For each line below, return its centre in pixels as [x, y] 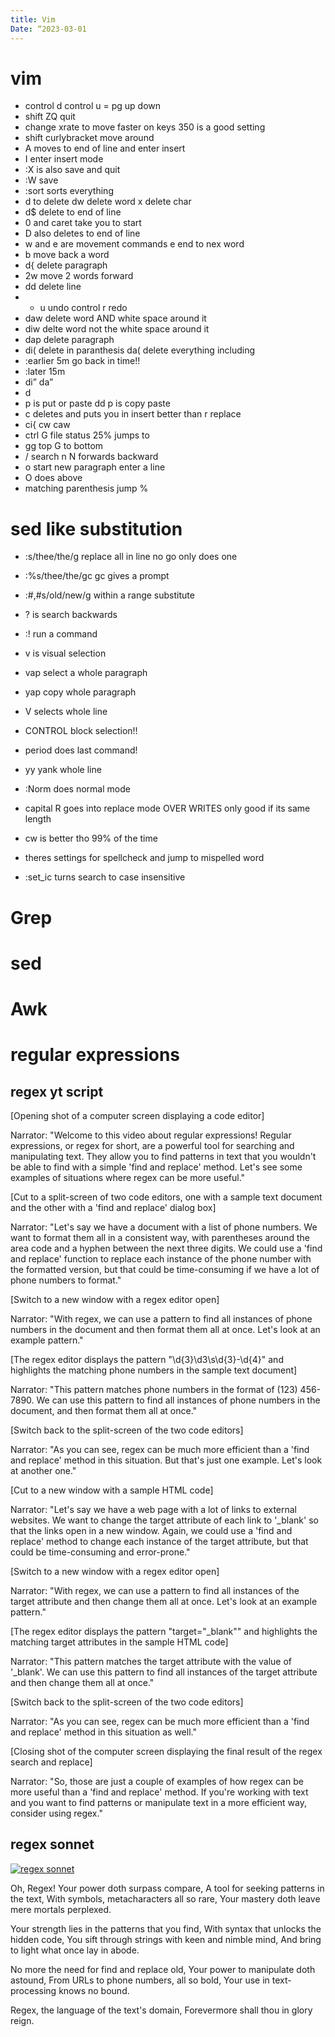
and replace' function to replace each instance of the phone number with [161, 1258]
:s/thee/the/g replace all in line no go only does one [131, 557]
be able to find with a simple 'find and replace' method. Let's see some [156, 1167]
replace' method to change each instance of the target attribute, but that [159, 1541]
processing [33, 1990]
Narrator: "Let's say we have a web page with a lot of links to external [154, 1509]
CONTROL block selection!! [81, 731]
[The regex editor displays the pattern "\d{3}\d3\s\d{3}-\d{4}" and [147, 1359]
